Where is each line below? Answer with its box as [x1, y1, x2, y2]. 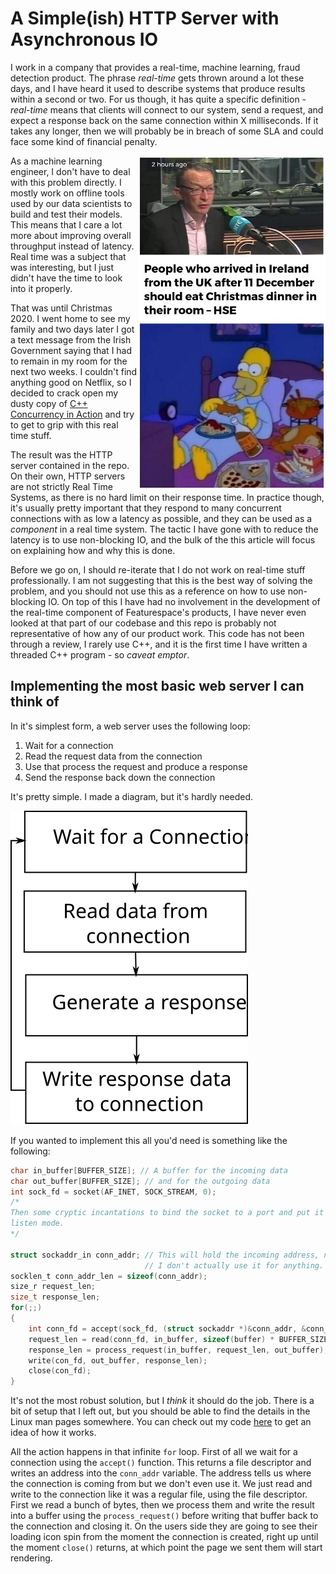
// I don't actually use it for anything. [144, 1260, 325, 1271]
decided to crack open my [10, 387, 119, 399]
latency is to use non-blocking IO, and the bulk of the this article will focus [10, 533, 316, 546]
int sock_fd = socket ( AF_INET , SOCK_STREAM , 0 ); [10, 1187, 217, 1197]
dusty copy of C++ [10, 397, 88, 409]
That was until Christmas [10, 302, 113, 314]
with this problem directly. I [10, 176, 122, 188]
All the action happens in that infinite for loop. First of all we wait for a [10, 1446, 298, 1458]
